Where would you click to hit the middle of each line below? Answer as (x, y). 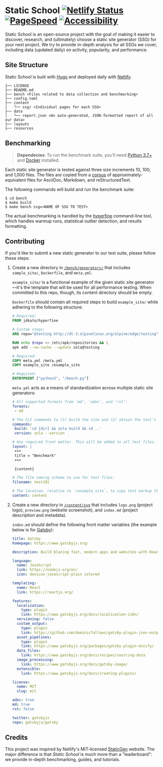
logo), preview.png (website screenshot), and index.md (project (75, 510)
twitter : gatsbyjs (31, 718)
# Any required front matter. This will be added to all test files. (84, 442)
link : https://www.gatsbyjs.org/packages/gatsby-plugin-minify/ (88, 646)
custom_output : (32, 623)
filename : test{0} (31, 482)
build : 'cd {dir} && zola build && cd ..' (58, 429)
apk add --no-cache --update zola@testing (56, 347)
